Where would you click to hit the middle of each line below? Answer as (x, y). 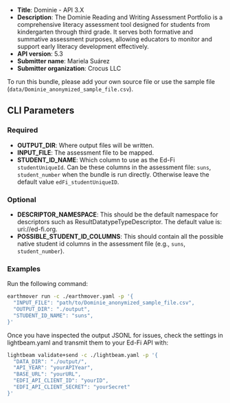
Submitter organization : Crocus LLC (69, 68)
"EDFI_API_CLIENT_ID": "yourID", (61, 381)
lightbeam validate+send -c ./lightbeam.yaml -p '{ (82, 355)
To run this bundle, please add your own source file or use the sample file (111, 81)
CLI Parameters (41, 110)
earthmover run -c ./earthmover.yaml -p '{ (70, 296)
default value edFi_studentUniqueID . (68, 182)
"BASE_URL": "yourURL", (47, 374)
